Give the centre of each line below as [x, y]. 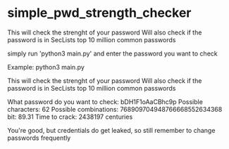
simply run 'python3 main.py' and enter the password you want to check [112, 53]
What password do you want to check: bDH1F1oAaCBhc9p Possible [105, 102]
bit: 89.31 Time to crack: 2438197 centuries [70, 117]
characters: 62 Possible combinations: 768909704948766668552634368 [115, 109]
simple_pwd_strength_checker [99, 13]
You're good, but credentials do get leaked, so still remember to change [111, 130]
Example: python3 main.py [46, 67]
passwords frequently [39, 138]
